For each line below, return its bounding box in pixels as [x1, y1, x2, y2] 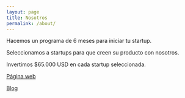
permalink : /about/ [6, 20, 56, 26]
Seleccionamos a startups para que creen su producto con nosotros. [6, 49, 180, 56]
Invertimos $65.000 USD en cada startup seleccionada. [6, 61, 147, 68]
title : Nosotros [6, 15, 48, 21]
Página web [6, 73, 36, 80]
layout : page [6, 9, 40, 15]
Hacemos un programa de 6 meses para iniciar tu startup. [6, 37, 152, 45]
